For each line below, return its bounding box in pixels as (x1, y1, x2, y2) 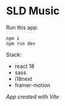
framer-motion (14, 82, 50, 89)
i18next (14, 75, 32, 82)
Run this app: (6, 24, 38, 31)
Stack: (6, 51, 22, 58)
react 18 (14, 63, 34, 70)
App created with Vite (6, 93, 59, 100)
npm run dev (6, 40, 35, 46)
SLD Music (6, 4, 60, 18)
